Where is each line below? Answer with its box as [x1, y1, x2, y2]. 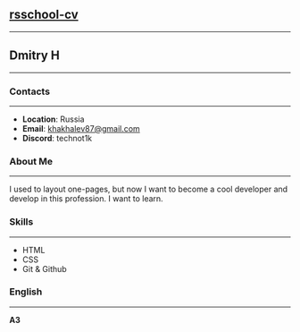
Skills [9, 216, 34, 228]
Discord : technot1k [21, 132, 93, 143]
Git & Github [21, 263, 67, 274]
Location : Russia [21, 114, 85, 124]
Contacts [9, 85, 51, 98]
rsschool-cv [9, 7, 79, 22]
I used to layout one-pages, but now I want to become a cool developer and [9, 183, 288, 195]
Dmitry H [9, 48, 60, 64]
